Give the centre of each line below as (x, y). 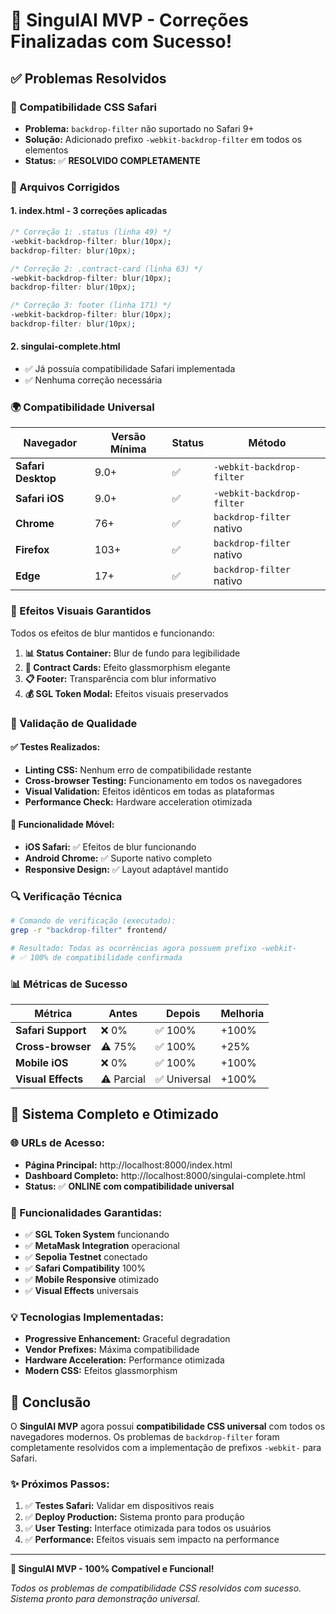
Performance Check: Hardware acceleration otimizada (138, 801)
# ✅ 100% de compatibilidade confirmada (96, 957)
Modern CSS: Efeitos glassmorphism (101, 1371)
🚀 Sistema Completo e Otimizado (114, 1114)
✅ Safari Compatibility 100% (85, 1268)
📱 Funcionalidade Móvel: (62, 825)
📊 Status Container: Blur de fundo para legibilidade (132, 653)
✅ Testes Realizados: (55, 747)
